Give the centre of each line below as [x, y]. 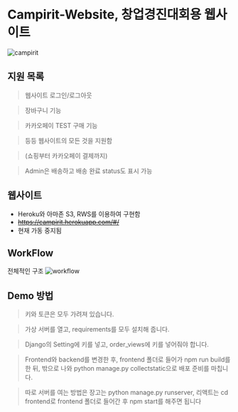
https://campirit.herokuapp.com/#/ [68, 222]
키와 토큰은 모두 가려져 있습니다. [69, 315]
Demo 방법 [31, 296]
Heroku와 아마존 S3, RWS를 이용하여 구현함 [79, 213]
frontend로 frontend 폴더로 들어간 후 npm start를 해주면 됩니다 [113, 401]
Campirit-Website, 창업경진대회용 [104, 15]
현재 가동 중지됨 [39, 230]
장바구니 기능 [43, 110]
